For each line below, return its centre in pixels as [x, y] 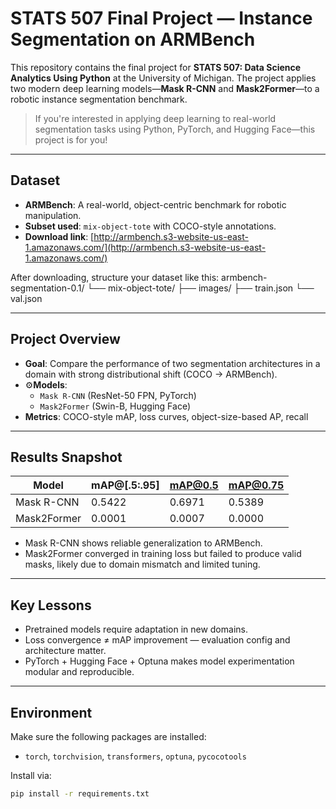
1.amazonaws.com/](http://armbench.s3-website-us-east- [145, 247]
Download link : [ [59, 236]
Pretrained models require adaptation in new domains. [136, 629]
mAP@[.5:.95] [125, 485]
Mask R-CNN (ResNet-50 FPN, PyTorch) [118, 395]
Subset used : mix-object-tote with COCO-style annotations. [150, 226]
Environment [51, 712]
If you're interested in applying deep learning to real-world [155, 118]
